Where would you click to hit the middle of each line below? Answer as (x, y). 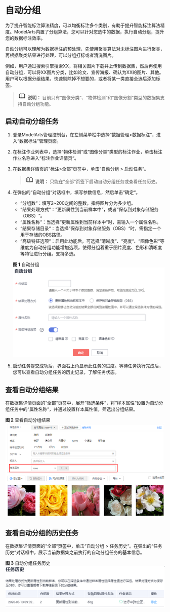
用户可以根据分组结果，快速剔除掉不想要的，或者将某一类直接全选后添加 (80, 79)
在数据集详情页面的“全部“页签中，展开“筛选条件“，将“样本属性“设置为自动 (82, 403)
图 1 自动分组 (26, 264)
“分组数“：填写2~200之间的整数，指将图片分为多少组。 (78, 203)
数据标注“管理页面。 (40, 141)
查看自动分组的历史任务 (42, 533)
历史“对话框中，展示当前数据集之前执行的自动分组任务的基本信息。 (75, 552)
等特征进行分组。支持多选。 (49, 253)
